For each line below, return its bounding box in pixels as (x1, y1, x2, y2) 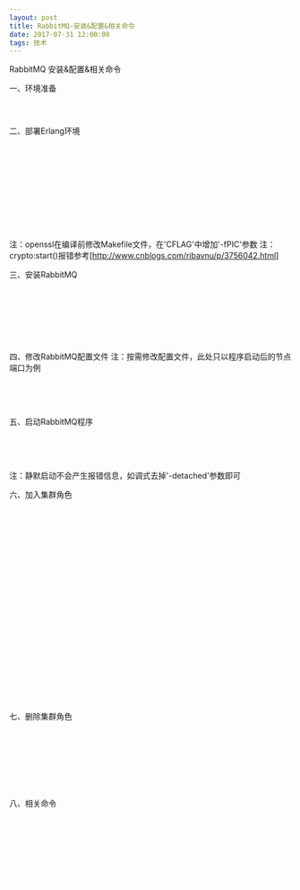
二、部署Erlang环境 (9, 126, 81, 137)
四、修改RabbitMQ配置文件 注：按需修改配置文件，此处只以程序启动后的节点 (9, 351, 292, 362)
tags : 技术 (9, 38, 47, 48)
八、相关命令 (9, 798, 56, 809)
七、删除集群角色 (9, 711, 73, 722)
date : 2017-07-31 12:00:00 (9, 30, 110, 39)
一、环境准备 (9, 83, 56, 94)
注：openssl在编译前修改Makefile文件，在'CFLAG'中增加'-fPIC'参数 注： (9, 239, 276, 250)
